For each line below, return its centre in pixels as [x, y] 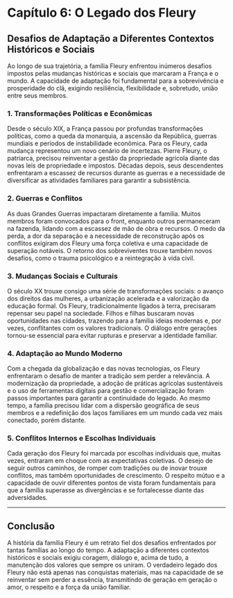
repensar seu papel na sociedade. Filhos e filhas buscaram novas [101, 313]
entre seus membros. [37, 96]
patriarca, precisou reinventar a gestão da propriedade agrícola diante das [113, 159]
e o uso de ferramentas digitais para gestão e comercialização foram [106, 391]
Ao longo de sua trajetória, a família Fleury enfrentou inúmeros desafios [110, 66]
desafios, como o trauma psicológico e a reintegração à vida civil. [101, 258]
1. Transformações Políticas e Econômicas [80, 113]
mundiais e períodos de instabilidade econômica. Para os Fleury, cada [107, 143]
